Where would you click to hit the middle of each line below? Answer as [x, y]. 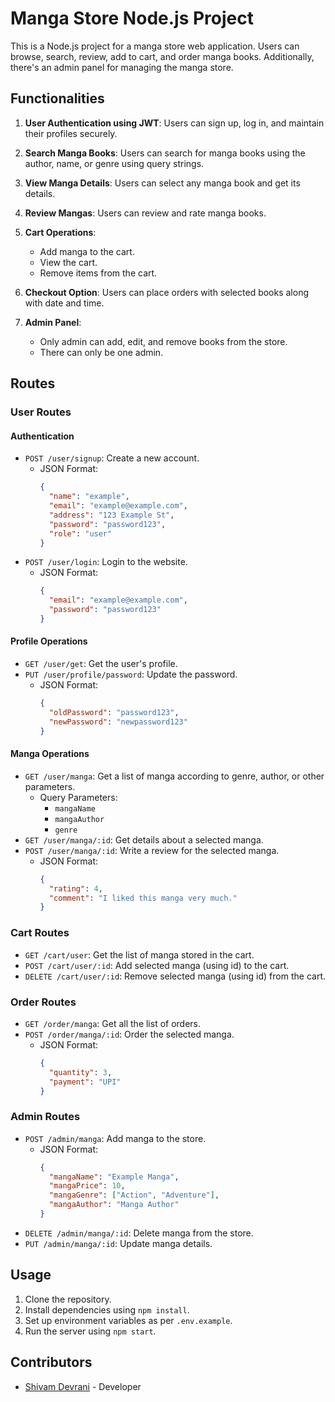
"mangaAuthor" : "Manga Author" [114, 1205]
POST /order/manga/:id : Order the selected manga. [129, 1034]
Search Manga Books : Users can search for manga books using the [165, 153]
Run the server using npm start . [90, 1331]
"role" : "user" [80, 533]
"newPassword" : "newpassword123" [118, 722]
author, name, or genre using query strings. [114, 163]
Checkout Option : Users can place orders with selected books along [167, 292]
